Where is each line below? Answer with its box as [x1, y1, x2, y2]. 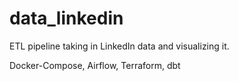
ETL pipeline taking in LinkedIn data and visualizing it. [9, 40, 230, 52]
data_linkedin [9, 7, 124, 30]
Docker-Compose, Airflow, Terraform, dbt [9, 59, 181, 71]
